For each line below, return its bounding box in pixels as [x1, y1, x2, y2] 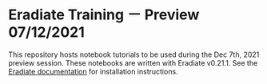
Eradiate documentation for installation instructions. [8, 66, 178, 76]
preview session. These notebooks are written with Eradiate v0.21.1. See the [8, 58, 258, 67]
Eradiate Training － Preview [8, 6, 200, 24]
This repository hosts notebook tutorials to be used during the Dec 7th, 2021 [8, 50, 260, 59]
